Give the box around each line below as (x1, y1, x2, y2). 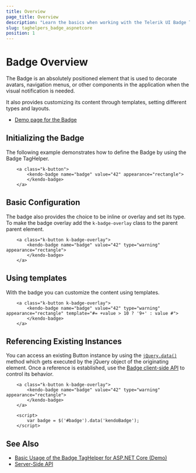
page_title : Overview (6, 14, 59, 20)
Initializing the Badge (6, 133, 85, 143)
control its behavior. (6, 371, 54, 378)
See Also (6, 438, 39, 448)
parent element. (6, 225, 44, 232)
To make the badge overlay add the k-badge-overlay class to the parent (6, 219, 178, 226)
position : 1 (6, 30, 35, 36)
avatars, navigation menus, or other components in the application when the (6, 81, 190, 88)
